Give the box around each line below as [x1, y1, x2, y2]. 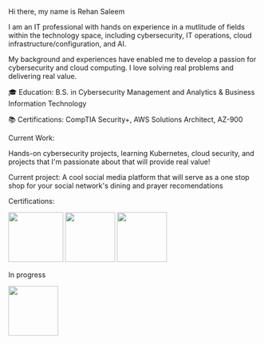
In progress [8, 270, 46, 279]
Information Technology [8, 99, 87, 108]
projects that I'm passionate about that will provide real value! [8, 157, 211, 166]
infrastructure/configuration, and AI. [8, 39, 127, 49]
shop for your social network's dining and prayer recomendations [8, 181, 223, 190]
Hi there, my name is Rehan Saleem [8, 7, 125, 16]
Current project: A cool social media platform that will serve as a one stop [8, 173, 250, 182]
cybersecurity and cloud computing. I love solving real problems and [8, 63, 234, 72]
